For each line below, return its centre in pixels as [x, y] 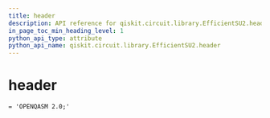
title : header [32, 16]
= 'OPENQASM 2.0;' [39, 107]
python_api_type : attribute [55, 38]
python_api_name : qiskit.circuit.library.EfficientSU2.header [115, 46]
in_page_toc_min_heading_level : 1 [66, 31]
